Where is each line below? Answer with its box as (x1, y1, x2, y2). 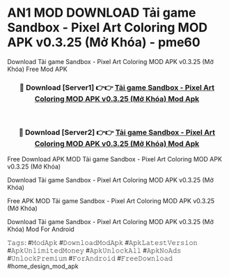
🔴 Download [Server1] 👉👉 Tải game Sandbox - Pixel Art (19, 82, 214, 92)
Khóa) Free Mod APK (7, 65, 68, 73)
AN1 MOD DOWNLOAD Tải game (7, 5, 196, 21)
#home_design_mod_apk (7, 262, 79, 270)
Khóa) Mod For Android (7, 225, 74, 233)
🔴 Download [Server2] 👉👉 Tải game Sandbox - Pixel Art (18, 127, 216, 137)
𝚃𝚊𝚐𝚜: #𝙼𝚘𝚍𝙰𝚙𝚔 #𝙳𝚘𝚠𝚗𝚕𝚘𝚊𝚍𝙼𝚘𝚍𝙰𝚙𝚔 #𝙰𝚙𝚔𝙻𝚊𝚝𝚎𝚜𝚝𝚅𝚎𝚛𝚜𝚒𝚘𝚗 (7, 238, 198, 246)
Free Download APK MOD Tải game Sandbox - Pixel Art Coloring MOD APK (7, 155, 223, 163)
